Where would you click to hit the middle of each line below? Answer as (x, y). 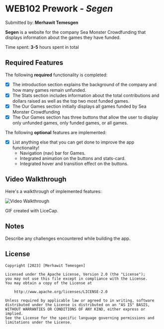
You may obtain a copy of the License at (49, 283)
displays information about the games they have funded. (63, 37)
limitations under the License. (39, 322)
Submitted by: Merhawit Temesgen (42, 22)
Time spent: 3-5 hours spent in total (42, 47)
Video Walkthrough (36, 179)
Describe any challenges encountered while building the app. (68, 238)
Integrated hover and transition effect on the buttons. (74, 164)
